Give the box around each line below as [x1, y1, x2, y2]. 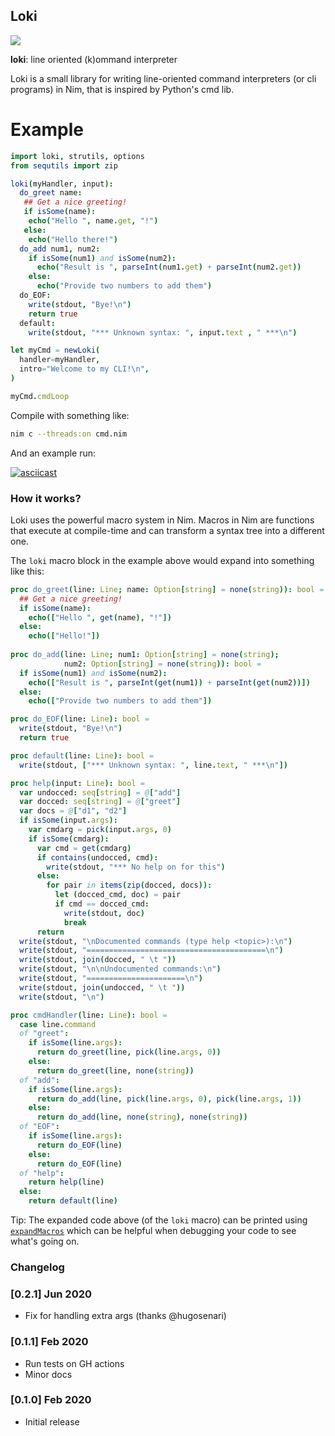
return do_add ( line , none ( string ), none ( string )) [36, 1112, 248, 1123]
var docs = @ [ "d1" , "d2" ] [19, 806, 128, 816]
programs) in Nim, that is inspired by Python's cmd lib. [10, 83, 235, 95]
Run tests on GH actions [24, 1357, 125, 1369]
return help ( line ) [28, 1177, 105, 1188]
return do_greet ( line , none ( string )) [36, 1065, 195, 1076]
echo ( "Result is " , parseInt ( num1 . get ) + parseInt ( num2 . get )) [36, 262, 302, 273]
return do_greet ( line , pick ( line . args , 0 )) [36, 1047, 222, 1058]
